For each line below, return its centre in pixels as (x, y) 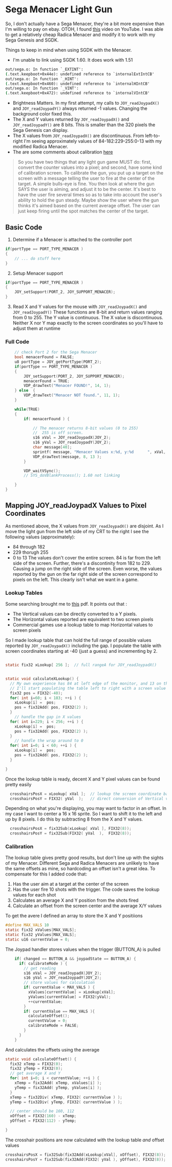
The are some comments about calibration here (63, 152)
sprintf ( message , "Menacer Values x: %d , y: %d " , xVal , (99, 452)
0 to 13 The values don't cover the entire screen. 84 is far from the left (87, 557)
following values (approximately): (40, 537)
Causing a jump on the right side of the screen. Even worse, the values (87, 569)
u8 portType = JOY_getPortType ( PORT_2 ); (58, 362)
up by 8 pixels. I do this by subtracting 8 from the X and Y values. (74, 819)
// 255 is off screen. (58, 433)
